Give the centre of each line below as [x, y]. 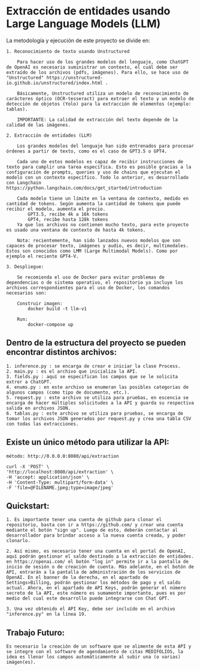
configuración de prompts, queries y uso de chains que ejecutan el [93, 172]
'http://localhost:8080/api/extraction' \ [60, 472]
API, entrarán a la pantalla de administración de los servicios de [93, 572]
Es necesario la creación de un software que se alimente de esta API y [99, 646]
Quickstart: [28, 506]
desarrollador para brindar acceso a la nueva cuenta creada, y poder [96, 535]
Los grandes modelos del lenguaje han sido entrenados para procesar [106, 146]
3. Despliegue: [25, 266]
